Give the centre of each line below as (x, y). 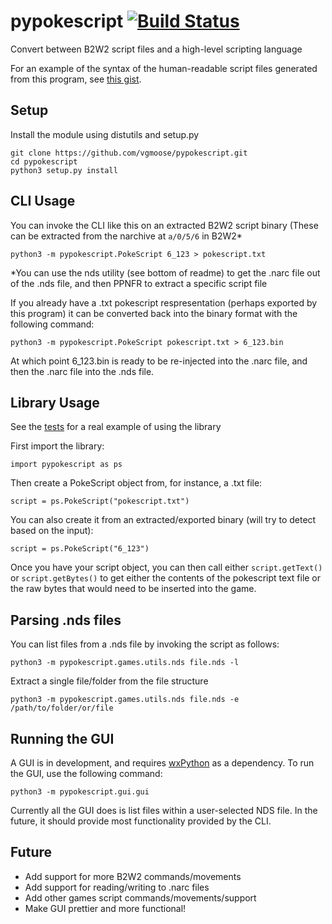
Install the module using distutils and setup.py (105, 134)
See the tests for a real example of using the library (116, 427)
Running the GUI (62, 738)
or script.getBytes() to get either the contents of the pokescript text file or (166, 578)
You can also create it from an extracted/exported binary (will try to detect (163, 520)
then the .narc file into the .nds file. (82, 371)
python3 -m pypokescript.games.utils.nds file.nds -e (125, 700)
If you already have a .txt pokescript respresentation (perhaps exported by (164, 302)
